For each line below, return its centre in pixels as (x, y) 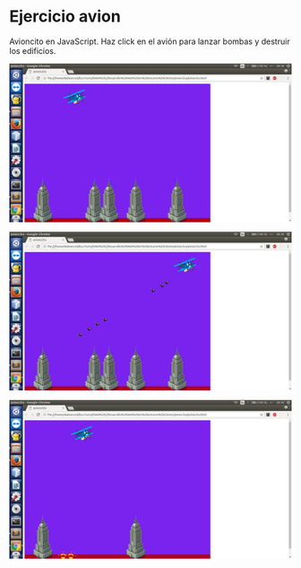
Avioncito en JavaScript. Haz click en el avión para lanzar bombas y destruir (150, 41)
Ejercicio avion (65, 17)
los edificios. (33, 50)
